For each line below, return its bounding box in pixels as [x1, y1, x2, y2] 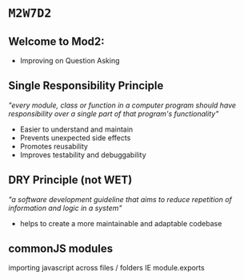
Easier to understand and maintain [19, 124, 134, 134]
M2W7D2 [8, 6, 52, 21]
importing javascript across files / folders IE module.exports [8, 263, 206, 273]
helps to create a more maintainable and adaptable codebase [19, 218, 222, 228]
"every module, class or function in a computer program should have [8, 100, 237, 110]
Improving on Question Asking [19, 56, 120, 65]
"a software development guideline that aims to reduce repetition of [8, 194, 232, 204]
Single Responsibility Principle [8, 79, 164, 93]
